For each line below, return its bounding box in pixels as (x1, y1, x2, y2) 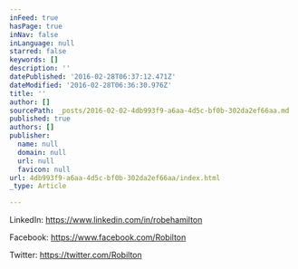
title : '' (9, 89, 47, 98)
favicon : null (17, 165, 71, 174)
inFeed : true (9, 13, 59, 23)
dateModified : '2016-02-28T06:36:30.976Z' (9, 81, 172, 90)
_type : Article (9, 182, 67, 191)
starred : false (9, 47, 67, 56)
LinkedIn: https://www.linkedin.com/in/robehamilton (9, 215, 203, 226)
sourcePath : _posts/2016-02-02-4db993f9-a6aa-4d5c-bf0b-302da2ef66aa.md (9, 106, 290, 115)
